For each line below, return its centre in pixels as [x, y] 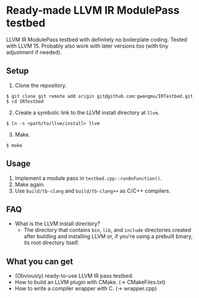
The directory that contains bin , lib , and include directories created [108, 230]
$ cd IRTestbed [25, 101]
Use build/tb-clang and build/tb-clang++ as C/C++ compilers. [93, 191]
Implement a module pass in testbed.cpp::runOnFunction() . [88, 178]
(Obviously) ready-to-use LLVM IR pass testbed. [74, 276]
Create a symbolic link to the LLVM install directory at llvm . [87, 112]
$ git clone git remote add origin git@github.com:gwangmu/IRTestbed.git [100, 96]
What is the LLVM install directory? [57, 223]
